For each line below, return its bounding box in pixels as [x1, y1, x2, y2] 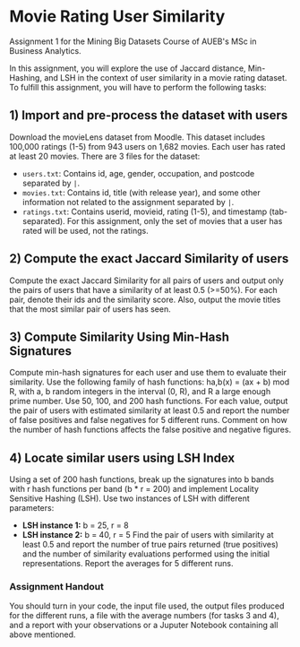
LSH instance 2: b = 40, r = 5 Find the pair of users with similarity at [21, 530, 274, 540]
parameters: [9, 503, 55, 513]
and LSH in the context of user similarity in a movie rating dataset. [44, 72, 287, 82]
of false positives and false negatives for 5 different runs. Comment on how [9, 415, 288, 426]
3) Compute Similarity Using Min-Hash [9, 329, 230, 344]
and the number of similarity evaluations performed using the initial [21, 548, 270, 559]
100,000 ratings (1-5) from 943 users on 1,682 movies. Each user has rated [9, 141, 286, 151]
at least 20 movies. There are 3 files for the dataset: [9, 151, 201, 161]
